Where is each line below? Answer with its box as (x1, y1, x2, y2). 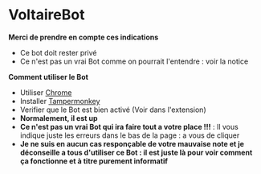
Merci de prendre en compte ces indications (8, 32, 159, 42)
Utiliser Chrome (19, 87, 72, 97)
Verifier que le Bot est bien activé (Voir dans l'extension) (19, 105, 206, 114)
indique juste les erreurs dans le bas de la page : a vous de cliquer (19, 130, 240, 140)
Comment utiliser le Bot (8, 72, 88, 81)
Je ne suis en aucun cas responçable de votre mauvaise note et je (19, 139, 245, 148)
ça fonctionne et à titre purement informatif (19, 155, 169, 166)
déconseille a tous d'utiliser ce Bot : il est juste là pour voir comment (19, 147, 253, 157)
